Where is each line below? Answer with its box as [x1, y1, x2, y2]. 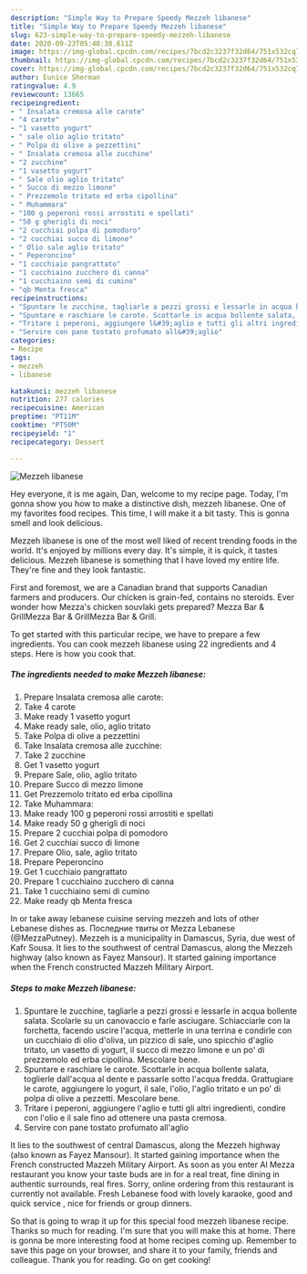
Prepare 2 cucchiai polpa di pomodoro [23, 827, 169, 838]
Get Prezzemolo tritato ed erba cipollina [23, 789, 173, 800]
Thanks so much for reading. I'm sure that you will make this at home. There [10, 1226, 296, 1237]
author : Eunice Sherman [10, 73, 101, 82]
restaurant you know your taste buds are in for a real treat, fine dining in [10, 1169, 281, 1180]
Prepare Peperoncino [23, 857, 104, 868]
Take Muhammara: [23, 798, 94, 809]
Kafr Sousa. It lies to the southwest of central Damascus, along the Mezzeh [10, 942, 293, 953]
